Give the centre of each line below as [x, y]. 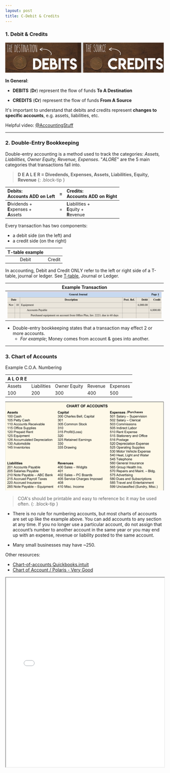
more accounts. [29, 333]
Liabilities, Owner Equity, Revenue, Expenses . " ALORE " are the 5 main [77, 159]
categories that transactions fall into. [43, 165]
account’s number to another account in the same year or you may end [86, 529]
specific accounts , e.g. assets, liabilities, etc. [52, 115]
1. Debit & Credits [26, 34]
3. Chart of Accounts [31, 356]
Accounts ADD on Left [31, 197]
